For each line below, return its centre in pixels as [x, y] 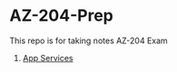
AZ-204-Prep [61, 16]
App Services [48, 58]
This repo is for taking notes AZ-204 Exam [88, 40]
